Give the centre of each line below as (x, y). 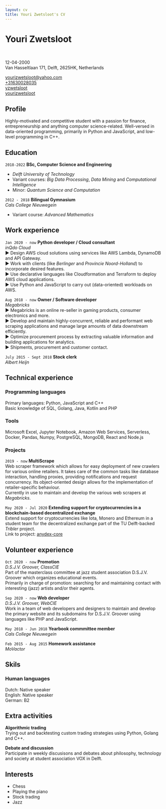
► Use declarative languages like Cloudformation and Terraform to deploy (81, 274)
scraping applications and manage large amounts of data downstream (77, 326)
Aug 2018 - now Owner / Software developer (51, 299)
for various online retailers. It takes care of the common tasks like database (82, 472)
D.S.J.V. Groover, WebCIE (31, 603)
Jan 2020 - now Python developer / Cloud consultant (60, 242)
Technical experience (39, 378)
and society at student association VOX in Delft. (54, 759)
